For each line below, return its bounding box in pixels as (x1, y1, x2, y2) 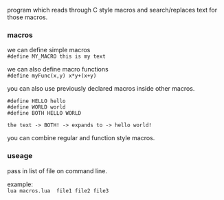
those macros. (7, 13, 48, 21)
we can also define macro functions (7, 65, 109, 74)
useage (7, 151, 33, 161)
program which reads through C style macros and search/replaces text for (7, 6, 218, 14)
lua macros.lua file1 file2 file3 (7, 187, 109, 195)
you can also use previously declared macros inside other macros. (7, 85, 195, 93)
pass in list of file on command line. (7, 166, 108, 175)
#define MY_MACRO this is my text (7, 53, 107, 60)
